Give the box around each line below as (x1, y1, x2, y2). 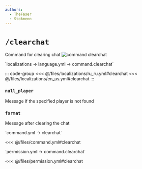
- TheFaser (9, 12, 32, 17)
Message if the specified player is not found (5, 98, 94, 104)
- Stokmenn (9, 16, 32, 21)
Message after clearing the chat (5, 120, 70, 126)
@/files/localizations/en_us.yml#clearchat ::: (5, 76, 95, 82)
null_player (5, 88, 34, 94)
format (5, 110, 21, 116)
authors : (5, 7, 23, 12)
